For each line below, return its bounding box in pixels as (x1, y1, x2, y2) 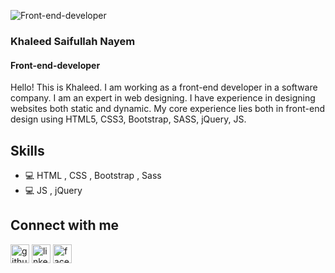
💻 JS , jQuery (24, 184, 83, 196)
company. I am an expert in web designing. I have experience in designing (10, 92, 316, 104)
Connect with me (10, 217, 120, 234)
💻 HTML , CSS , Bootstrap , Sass (24, 169, 162, 181)
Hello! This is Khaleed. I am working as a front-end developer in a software (10, 81, 318, 94)
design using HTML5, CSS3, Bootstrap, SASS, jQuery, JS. (10, 113, 247, 125)
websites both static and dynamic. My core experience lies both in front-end (10, 103, 326, 115)
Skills (10, 142, 45, 159)
